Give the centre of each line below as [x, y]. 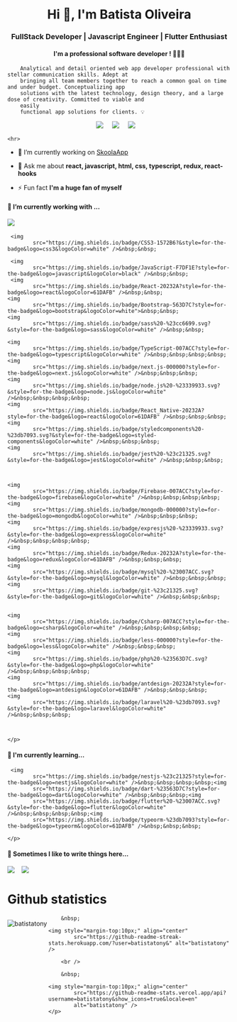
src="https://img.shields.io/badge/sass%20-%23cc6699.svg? [122, 323]
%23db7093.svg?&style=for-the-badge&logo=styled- [82, 435]
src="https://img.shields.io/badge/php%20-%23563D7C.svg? [120, 659]
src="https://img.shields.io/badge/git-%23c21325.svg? [116, 590]
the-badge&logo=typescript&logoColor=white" [74, 354]
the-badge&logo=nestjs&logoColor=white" [68, 782]
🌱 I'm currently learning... [46, 755]
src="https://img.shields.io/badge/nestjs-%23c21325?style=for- [130, 776]
